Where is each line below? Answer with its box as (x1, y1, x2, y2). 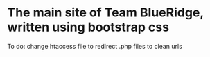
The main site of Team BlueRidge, (7, 5, 204, 21)
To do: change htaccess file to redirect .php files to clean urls (7, 42, 182, 50)
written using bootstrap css (7, 19, 170, 35)
